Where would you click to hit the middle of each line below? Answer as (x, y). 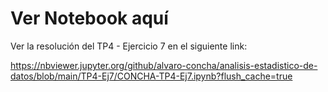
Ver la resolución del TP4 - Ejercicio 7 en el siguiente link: (129, 46)
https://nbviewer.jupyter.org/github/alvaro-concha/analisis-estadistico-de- (164, 65)
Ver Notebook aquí (89, 18)
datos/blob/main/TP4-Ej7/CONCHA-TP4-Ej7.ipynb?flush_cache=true (151, 76)
